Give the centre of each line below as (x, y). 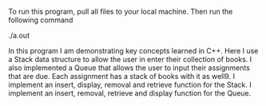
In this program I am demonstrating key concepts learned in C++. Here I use (133, 51)
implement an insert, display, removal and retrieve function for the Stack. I (130, 84)
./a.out (19, 35)
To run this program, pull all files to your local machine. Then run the (121, 12)
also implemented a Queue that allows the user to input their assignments (129, 68)
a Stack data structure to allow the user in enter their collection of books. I (130, 59)
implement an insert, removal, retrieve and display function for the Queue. (130, 93)
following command (41, 20)
